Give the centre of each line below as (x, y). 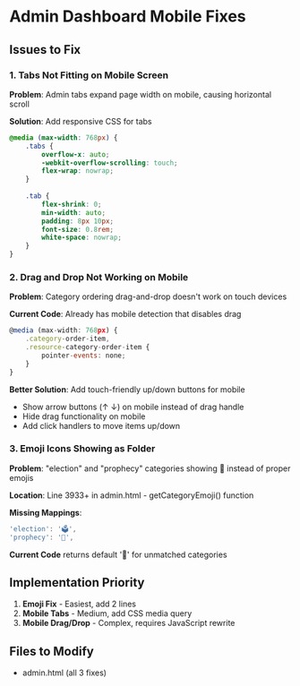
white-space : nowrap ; (82, 238)
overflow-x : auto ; (76, 154)
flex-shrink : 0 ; (72, 204)
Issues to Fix (45, 50)
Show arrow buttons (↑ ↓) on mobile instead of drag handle (133, 407)
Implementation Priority (77, 583)
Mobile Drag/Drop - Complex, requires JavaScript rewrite (129, 623)
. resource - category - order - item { (88, 347)
